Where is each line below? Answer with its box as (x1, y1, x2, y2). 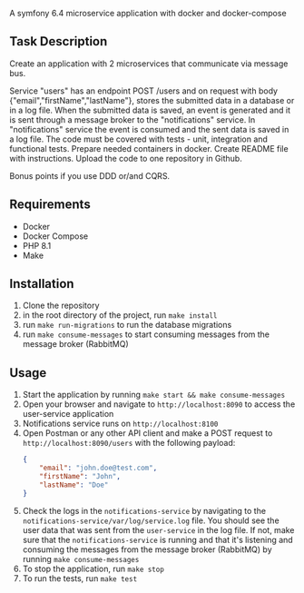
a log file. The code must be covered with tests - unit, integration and (9, 133, 268, 144)
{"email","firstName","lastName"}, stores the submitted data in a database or (9, 94, 295, 105)
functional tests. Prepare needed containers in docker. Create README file (9, 143, 289, 153)
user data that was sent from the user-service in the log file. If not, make (22, 524, 295, 535)
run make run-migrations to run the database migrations (22, 320, 232, 331)
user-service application (22, 409, 114, 420)
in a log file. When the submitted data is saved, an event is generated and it (9, 104, 291, 115)
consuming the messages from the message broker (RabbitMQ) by (22, 544, 272, 555)
